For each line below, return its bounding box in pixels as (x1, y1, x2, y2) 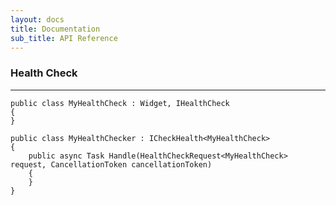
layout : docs (10, 14, 65, 25)
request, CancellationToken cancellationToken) (10, 159, 213, 170)
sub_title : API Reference (10, 33, 118, 43)
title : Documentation (10, 24, 101, 34)
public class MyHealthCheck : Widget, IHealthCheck (10, 98, 230, 108)
